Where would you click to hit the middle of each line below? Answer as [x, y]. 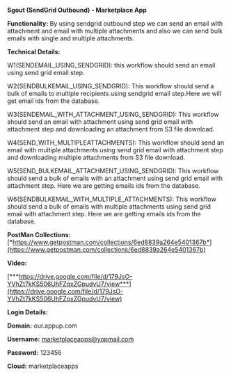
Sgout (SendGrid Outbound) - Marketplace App [77, 10]
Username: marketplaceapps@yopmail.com [71, 339]
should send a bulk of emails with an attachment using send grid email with [115, 178]
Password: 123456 [34, 353]
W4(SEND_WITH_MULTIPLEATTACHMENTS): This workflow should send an [116, 143]
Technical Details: [34, 52]
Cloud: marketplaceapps [43, 366]
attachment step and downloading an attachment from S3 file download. [111, 129]
